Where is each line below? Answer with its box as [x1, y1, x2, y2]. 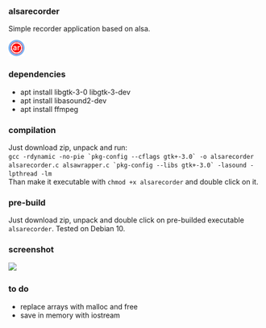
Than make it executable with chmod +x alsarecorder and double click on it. [8, 176, 259, 186]
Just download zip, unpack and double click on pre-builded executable [8, 215, 244, 225]
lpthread [8, 169, 38, 178]
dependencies [8, 69, 66, 80]
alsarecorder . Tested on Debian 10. [8, 224, 126, 234]
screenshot [8, 244, 55, 255]
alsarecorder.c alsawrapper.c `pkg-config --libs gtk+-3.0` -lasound [8, 161, 247, 169]
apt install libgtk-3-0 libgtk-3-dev [19, 87, 131, 97]
